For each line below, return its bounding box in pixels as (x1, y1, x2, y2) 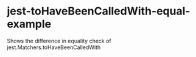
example (7, 17, 52, 31)
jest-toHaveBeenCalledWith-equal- (7, 4, 191, 18)
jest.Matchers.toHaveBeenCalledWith (7, 44, 101, 51)
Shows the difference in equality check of (7, 37, 111, 44)
